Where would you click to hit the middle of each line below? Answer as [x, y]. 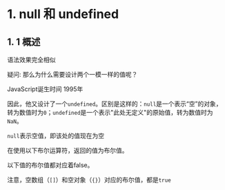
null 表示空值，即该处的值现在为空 [56, 136]
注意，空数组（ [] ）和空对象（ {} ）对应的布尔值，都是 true [89, 180]
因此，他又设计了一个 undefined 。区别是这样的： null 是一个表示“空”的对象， [115, 104]
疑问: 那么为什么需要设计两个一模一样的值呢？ [72, 74]
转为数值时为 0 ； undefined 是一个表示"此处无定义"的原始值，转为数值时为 [110, 112]
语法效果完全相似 [31, 60]
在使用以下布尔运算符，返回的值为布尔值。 [68, 150]
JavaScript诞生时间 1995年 [45, 89]
